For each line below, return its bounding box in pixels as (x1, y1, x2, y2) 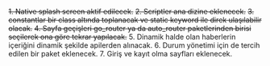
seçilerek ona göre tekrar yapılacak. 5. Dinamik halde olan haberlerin (8, 32, 236, 41)
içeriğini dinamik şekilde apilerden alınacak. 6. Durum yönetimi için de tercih (8, 41, 260, 50)
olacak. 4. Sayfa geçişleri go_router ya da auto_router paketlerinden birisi (8, 24, 251, 33)
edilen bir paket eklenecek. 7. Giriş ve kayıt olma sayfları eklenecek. (8, 49, 233, 58)
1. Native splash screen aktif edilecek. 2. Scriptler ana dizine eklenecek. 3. (8, 7, 255, 16)
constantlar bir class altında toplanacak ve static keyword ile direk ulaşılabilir (8, 15, 262, 25)
